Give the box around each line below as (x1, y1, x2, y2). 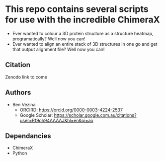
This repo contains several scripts (5, 3, 149, 15)
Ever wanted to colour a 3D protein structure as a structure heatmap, (12, 30, 154, 36)
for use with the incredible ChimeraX (5, 14, 160, 25)
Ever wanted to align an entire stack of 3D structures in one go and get (12, 41, 158, 47)
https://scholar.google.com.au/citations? (54, 112, 137, 118)
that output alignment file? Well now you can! (12, 46, 105, 52)
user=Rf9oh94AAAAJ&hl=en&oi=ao (19, 117, 93, 123)
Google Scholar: (19, 112, 53, 118)
